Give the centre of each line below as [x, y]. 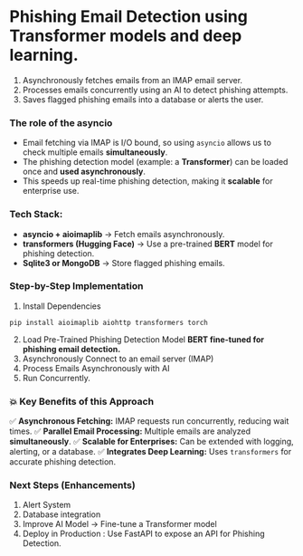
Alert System [47, 505]
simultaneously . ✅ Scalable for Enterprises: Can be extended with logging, [151, 442]
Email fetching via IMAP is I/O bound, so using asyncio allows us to [147, 143]
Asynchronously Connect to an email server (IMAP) [118, 359]
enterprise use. [51, 191]
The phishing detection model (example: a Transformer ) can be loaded [155, 162]
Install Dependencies [62, 306]
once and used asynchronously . [84, 172]
